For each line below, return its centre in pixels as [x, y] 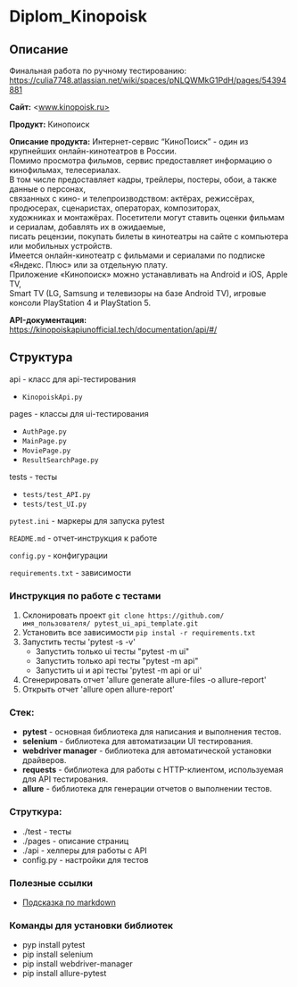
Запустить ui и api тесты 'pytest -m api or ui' [119, 670]
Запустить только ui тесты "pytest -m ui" [112, 651]
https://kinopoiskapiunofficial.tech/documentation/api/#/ [113, 329]
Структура [41, 357]
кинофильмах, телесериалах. [65, 170]
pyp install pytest [54, 945]
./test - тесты [47, 831]
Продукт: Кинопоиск [49, 124]
